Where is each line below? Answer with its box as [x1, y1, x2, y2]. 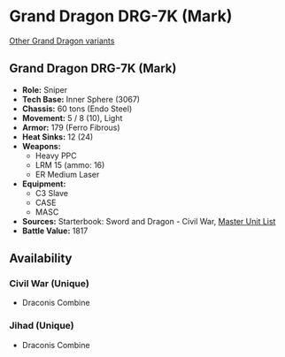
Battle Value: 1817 [21, 225, 89, 236]
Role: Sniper [21, 84, 68, 95]
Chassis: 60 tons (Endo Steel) [21, 103, 133, 114]
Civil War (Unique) [9, 277, 90, 290]
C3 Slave [35, 187, 69, 198]
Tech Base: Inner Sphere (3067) [21, 94, 140, 104]
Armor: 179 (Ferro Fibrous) [21, 122, 121, 133]
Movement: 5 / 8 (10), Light [21, 112, 123, 123]
